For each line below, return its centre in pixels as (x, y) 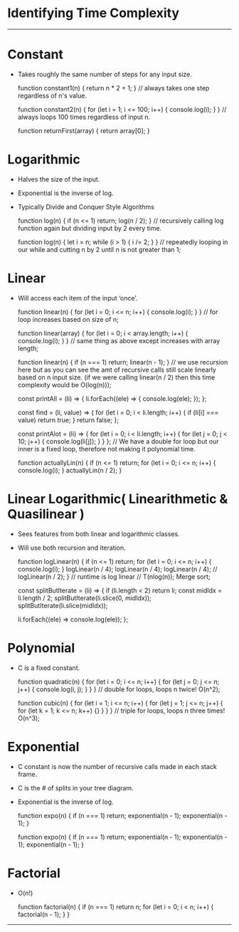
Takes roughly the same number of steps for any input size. (105, 74)
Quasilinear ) (46, 514)
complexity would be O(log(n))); (64, 384)
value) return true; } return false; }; (68, 420)
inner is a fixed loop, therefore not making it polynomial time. (106, 449)
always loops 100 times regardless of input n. (84, 117)
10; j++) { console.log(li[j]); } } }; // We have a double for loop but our (118, 441)
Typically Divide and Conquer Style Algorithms (86, 206)
